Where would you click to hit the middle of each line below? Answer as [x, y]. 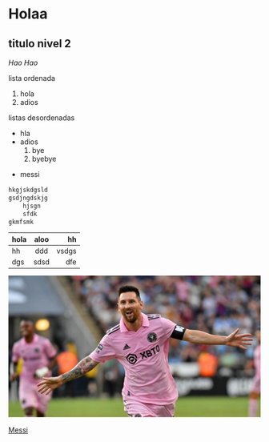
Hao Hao [23, 62]
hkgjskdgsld [28, 190]
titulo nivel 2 [40, 44]
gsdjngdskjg [28, 198]
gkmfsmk [21, 222]
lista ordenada [32, 78]
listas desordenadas [42, 118]
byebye [44, 159]
